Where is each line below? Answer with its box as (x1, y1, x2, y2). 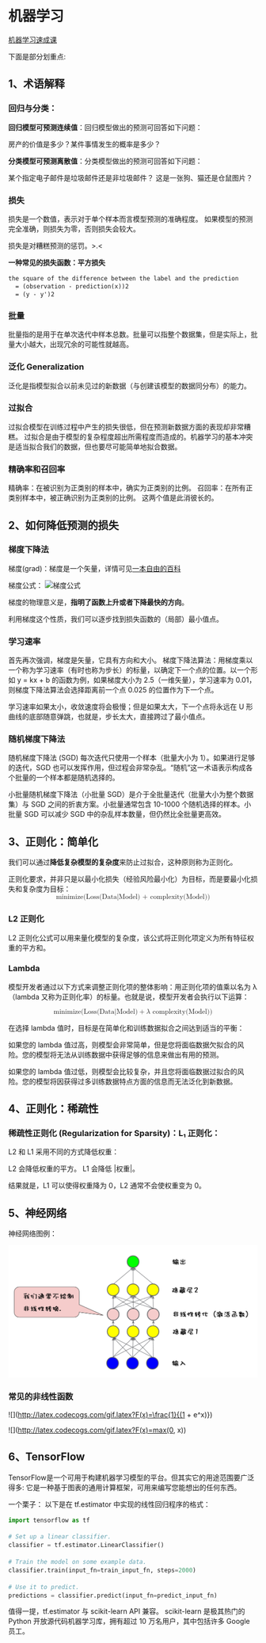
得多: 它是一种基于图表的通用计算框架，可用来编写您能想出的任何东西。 (8, 1482, 241, 1492)
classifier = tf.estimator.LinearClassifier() (8, 1542, 165, 1550)
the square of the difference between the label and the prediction (8, 274, 239, 282)
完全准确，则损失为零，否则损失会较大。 (8, 223, 140, 234)
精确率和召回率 (8, 463, 66, 475)
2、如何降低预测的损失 (8, 518, 120, 532)
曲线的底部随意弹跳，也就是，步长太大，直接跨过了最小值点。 (8, 712, 210, 722)
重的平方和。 (8, 943, 50, 952)
